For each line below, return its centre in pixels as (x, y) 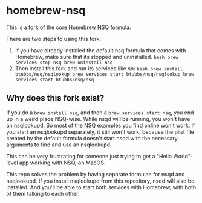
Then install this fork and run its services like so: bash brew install (99, 68)
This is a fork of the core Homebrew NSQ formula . (69, 27)
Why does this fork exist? (55, 98)
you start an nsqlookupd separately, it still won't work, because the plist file (100, 132)
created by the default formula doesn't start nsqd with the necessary (92, 138)
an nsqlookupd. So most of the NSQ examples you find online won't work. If (101, 125)
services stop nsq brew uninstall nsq (64, 63)
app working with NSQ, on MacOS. (62, 163)
